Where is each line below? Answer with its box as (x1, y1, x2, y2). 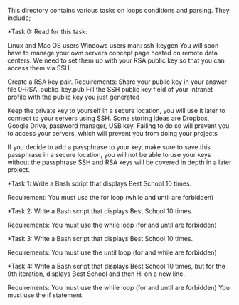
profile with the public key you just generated (7, 92, 140, 101)
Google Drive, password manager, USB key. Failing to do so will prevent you (7, 122, 230, 130)
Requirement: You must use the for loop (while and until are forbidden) (7, 193, 214, 201)
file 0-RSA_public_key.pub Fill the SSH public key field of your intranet (7, 85, 213, 93)
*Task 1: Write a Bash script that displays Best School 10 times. (7, 179, 192, 188)
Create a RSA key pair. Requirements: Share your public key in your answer (7, 77, 228, 86)
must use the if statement (7, 291, 83, 299)
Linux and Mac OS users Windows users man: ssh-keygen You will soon (7, 41, 219, 49)
